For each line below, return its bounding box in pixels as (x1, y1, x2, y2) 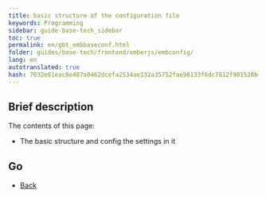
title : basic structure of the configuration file (8, 11, 180, 20)
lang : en (8, 56, 37, 64)
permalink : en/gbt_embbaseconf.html (8, 41, 130, 49)
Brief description (8, 100, 94, 114)
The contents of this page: (8, 121, 96, 131)
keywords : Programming (8, 19, 84, 27)
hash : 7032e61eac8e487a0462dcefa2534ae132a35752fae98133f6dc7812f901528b (8, 71, 259, 79)
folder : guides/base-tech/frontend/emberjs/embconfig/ (8, 48, 194, 56)
